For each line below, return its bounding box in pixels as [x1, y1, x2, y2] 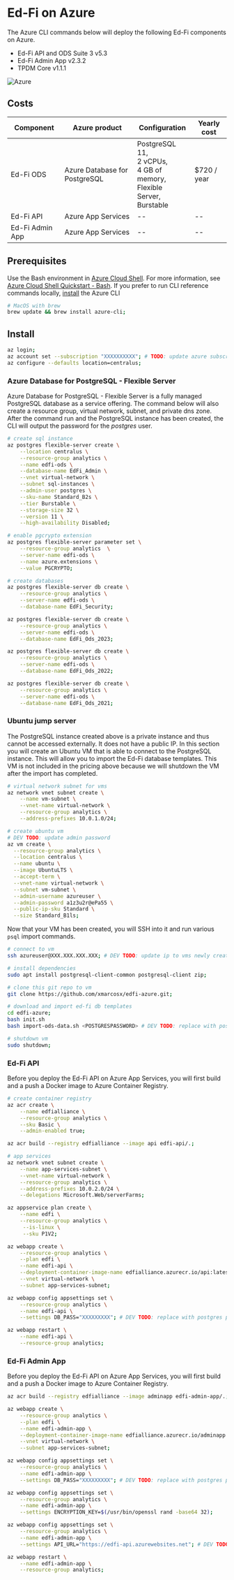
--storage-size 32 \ [19, 507, 79, 514]
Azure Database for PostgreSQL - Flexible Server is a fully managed [7, 392, 202, 400]
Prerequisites [7, 255, 67, 267]
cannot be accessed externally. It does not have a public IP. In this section [7, 739, 220, 748]
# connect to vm [7, 945, 54, 953]
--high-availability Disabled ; [19, 519, 111, 527]
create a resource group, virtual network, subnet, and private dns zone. [7, 407, 212, 415]
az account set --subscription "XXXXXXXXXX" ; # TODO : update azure [7, 353, 208, 360]
